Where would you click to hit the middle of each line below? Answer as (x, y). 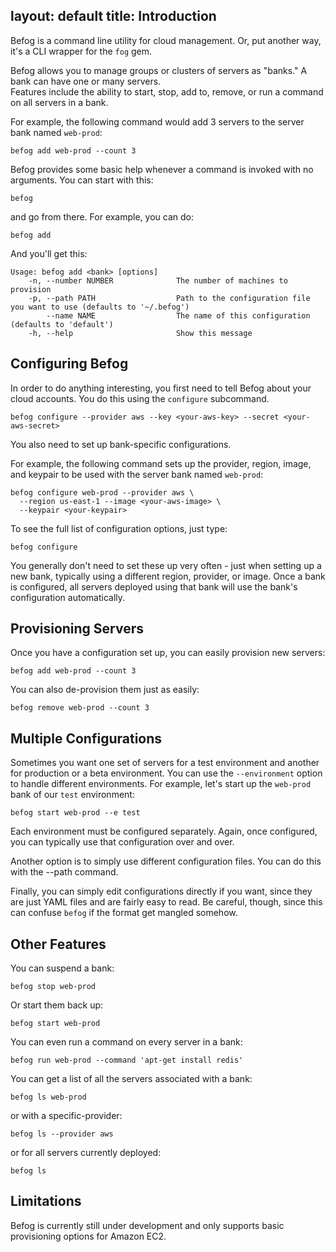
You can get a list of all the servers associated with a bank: (131, 1079)
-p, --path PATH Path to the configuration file (169, 298)
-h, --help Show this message (140, 333)
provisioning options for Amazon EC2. (88, 1236)
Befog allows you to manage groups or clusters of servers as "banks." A (159, 70)
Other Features (58, 944)
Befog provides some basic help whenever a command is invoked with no (162, 169)
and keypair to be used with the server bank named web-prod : (137, 474)
